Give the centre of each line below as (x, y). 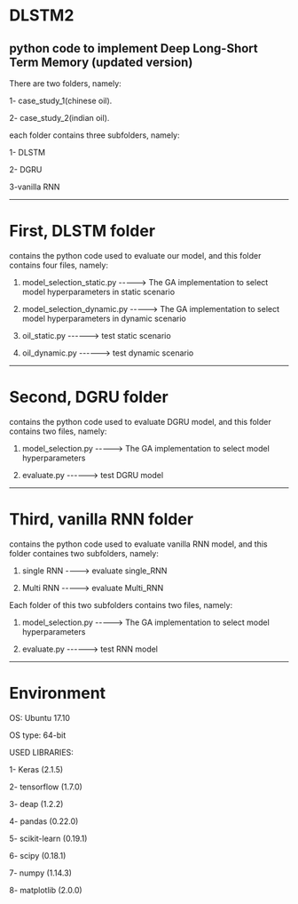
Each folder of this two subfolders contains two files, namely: (121, 604)
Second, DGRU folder (89, 397)
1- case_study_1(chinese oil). (61, 100)
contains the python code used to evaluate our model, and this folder (135, 255)
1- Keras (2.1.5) (36, 769)
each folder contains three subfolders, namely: (94, 135)
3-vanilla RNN (35, 187)
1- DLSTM (27, 152)
